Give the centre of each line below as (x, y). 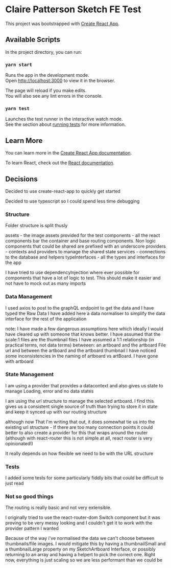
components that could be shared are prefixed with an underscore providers (86, 246)
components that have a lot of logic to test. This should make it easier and (83, 278)
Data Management (29, 297)
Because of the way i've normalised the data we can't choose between (80, 538)
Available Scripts (33, 40)
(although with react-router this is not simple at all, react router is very (79, 438)
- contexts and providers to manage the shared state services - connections (86, 252)
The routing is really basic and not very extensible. (58, 508)
